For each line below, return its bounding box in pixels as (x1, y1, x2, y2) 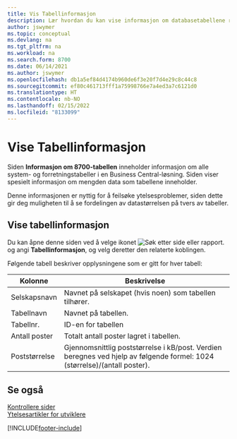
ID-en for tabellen (63, 319, 124, 329)
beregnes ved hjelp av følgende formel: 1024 (63, 351, 214, 361)
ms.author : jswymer (7, 69, 65, 76)
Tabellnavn (11, 308, 47, 318)
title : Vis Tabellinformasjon (7, 10, 97, 18)
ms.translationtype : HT (7, 89, 78, 96)
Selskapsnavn (11, 292, 58, 302)
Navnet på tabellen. (63, 308, 129, 318)
